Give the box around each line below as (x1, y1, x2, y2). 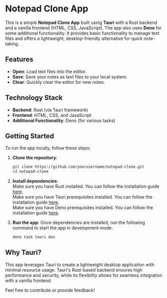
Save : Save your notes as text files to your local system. (12, 73, 128, 80)
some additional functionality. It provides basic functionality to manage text (5, 30, 160, 36)
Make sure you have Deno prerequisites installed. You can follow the (12, 205, 154, 211)
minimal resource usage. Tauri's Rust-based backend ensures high (5, 267, 143, 273)
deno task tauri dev (12, 235, 55, 240)
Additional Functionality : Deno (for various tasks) (12, 117, 116, 123)
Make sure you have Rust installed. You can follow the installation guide (12, 183, 160, 190)
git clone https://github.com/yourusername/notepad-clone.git (12, 164, 145, 170)
